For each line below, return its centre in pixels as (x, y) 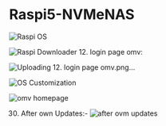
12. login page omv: (111, 52)
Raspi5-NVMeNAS (72, 15)
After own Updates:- (54, 113)
